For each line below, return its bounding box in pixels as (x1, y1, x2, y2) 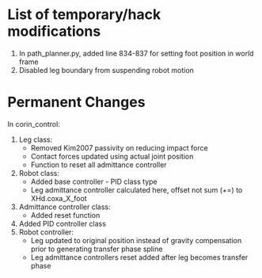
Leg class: (18, 135, 53, 144)
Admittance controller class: (18, 202, 112, 211)
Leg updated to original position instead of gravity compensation (30, 235, 242, 245)
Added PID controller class (18, 219, 106, 228)
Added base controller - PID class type (30, 177, 158, 186)
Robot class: (18, 168, 60, 177)
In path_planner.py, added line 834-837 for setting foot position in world (18, 48, 254, 58)
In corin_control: (7, 119, 60, 128)
